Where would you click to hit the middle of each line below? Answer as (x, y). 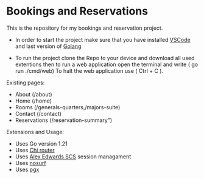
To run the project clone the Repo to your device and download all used (105, 58)
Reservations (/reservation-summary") (64, 120)
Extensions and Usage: (35, 132)
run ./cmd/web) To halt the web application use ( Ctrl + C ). (89, 70)
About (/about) (34, 94)
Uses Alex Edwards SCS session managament (73, 157)
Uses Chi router (35, 150)
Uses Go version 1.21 (41, 143)
